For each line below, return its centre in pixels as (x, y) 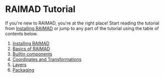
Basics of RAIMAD (31, 48)
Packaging (23, 70)
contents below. (22, 33)
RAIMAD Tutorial (40, 9)
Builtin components (32, 54)
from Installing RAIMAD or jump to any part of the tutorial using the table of (82, 28)
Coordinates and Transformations (47, 59)
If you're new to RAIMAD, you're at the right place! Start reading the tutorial (82, 23)
